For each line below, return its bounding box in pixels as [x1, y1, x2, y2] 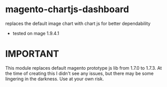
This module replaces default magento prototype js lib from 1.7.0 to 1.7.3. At [5, 65, 162, 71]
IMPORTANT [5, 48, 59, 60]
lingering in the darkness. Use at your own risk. [5, 75, 104, 82]
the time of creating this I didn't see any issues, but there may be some [5, 70, 154, 76]
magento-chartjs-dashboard [5, 4, 129, 15]
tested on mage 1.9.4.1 [12, 30, 59, 36]
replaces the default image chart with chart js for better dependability [5, 20, 151, 26]
